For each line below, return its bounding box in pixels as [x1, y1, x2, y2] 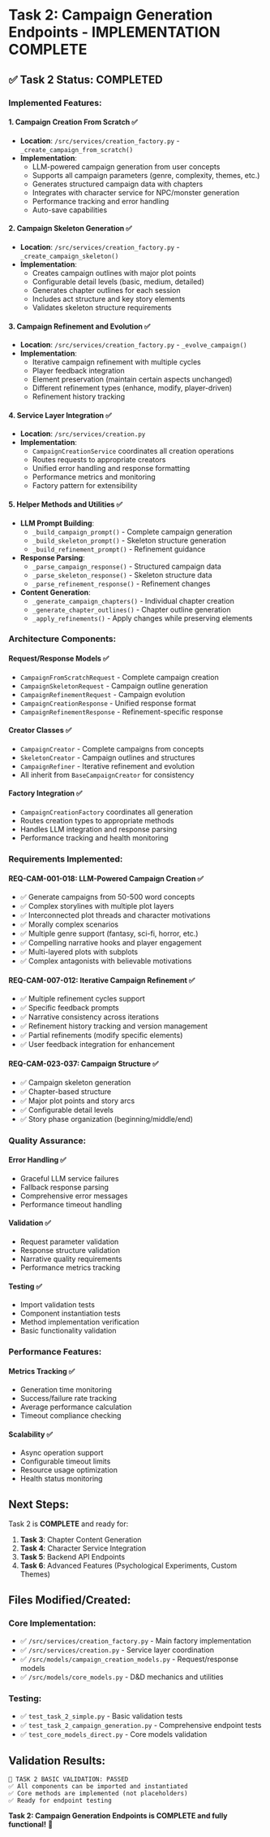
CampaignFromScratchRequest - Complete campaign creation [19, 672, 219, 682]
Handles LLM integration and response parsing [19, 824, 178, 835]
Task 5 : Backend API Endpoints [19, 1552, 126, 1562]
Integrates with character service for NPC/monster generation [32, 187, 240, 197]
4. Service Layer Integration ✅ [8, 410, 112, 420]
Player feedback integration [32, 366, 126, 376]
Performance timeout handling [19, 1199, 122, 1209]
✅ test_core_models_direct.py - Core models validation [19, 1730, 208, 1739]
